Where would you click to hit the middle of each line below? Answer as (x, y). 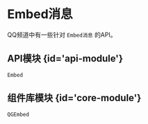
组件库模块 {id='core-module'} (74, 98)
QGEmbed (18, 114)
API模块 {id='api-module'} (65, 59)
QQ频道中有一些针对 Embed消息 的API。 (62, 35)
